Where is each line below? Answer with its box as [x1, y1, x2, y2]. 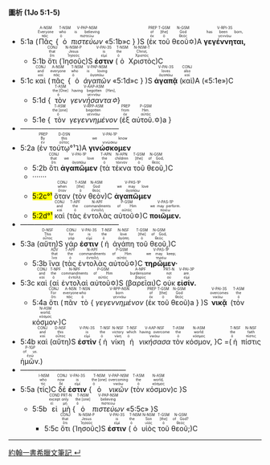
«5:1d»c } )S [112, 76, 153, 86]
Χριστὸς [128, 56, 156, 66]
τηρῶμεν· [144, 259, 178, 268]
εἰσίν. [176, 278, 197, 288]
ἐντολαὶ [61, 278, 88, 288]
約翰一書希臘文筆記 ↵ [8, 448, 81, 458]
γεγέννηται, [203, 37, 247, 47]
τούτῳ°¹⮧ [49, 143, 80, 153]
